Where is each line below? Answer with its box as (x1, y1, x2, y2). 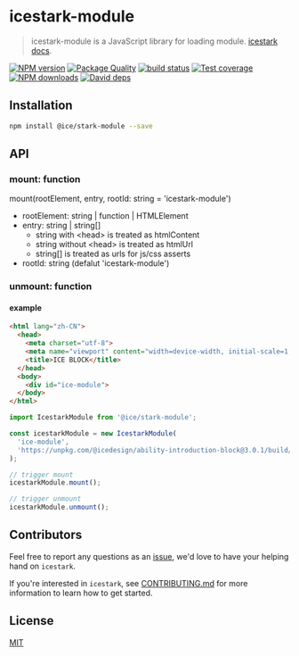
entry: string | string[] (21, 220, 101, 231)
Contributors (9, 527, 83, 543)
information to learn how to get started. (9, 587, 153, 598)
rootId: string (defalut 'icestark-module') (21, 258, 170, 269)
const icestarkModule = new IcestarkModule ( (9, 429, 177, 438)
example (9, 302, 43, 313)
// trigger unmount (9, 494, 82, 503)
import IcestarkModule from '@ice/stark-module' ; (9, 413, 198, 422)
